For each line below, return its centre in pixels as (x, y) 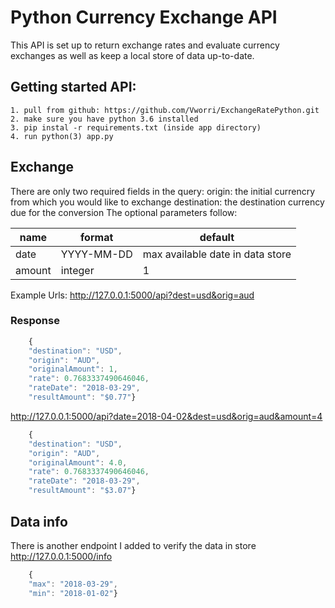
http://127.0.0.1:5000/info (61, 556)
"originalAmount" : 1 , (73, 369)
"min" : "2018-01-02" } (73, 593)
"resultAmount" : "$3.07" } (82, 491)
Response (35, 321)
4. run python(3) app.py (62, 136)
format (97, 237)
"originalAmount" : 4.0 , (78, 462)
